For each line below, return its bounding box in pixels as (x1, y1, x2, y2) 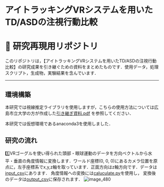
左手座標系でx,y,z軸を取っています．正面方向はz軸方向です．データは (18, 164, 157, 170)
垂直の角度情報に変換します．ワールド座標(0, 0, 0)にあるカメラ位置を (13, 158, 154, 164)
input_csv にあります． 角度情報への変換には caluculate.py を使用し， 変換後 (5, 170, 156, 176)
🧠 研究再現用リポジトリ (5, 41, 99, 52)
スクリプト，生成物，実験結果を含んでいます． (5, 70, 99, 76)
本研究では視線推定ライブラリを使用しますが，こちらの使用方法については (5, 104, 155, 110)
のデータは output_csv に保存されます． (5, 176, 83, 182)
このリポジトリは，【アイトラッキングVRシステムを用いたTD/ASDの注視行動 (5, 58, 157, 64)
